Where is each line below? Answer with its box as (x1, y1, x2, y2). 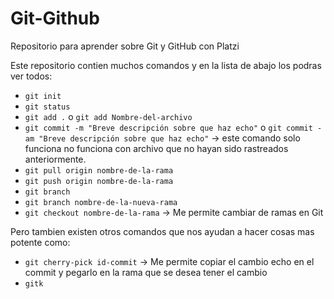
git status (24, 102, 71, 112)
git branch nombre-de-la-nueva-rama (24, 197, 178, 207)
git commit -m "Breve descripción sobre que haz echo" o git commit (24, 121, 313, 133)
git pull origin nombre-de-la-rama (24, 165, 174, 176)
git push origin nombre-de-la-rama (24, 176, 174, 186)
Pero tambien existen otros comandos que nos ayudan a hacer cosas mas (10, 225, 315, 237)
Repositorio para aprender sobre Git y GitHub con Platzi (10, 40, 240, 52)
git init (24, 91, 62, 101)
